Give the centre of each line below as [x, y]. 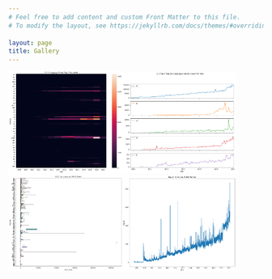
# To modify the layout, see [57, 25]
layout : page [30, 43]
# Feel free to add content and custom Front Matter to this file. [125, 17]
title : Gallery [34, 51]
